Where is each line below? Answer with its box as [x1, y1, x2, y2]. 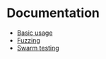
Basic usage [16, 28, 53, 37]
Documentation [6, 5, 100, 21]
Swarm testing [16, 43, 59, 52]
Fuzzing [16, 36, 40, 44]
